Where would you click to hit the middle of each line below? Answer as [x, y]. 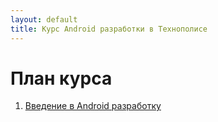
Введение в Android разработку [93, 106]
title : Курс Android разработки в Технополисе [109, 29]
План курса [61, 78]
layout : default [44, 19]
